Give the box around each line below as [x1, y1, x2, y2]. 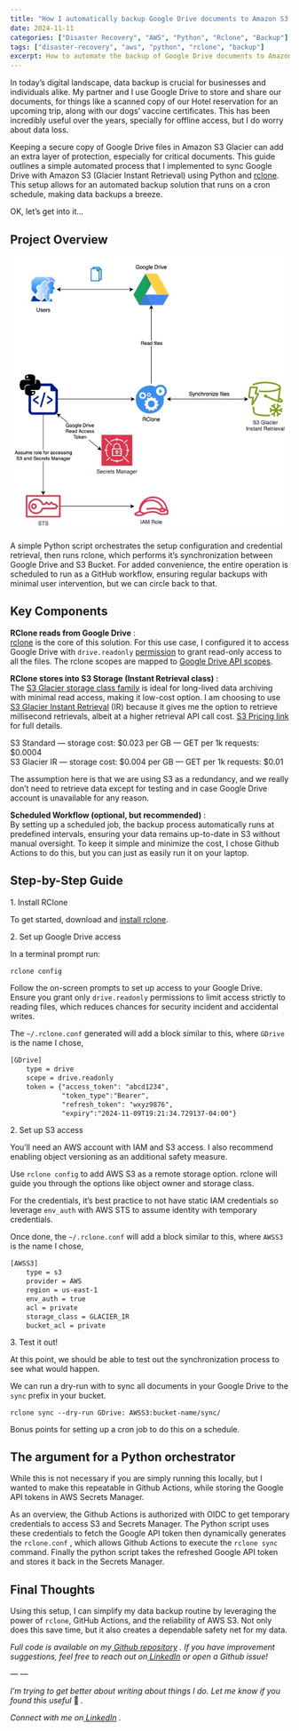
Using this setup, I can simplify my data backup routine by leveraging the [10, 1606, 277, 1616]
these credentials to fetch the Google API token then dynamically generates [10, 1528, 287, 1539]
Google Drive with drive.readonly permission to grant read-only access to [10, 646, 282, 657]
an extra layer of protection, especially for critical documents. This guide [10, 151, 276, 162]
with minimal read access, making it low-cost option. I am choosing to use [10, 691, 281, 702]
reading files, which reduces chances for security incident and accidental [10, 1001, 279, 1012]
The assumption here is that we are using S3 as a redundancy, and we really [10, 773, 289, 784]
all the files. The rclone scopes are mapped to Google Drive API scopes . [10, 656, 273, 666]
